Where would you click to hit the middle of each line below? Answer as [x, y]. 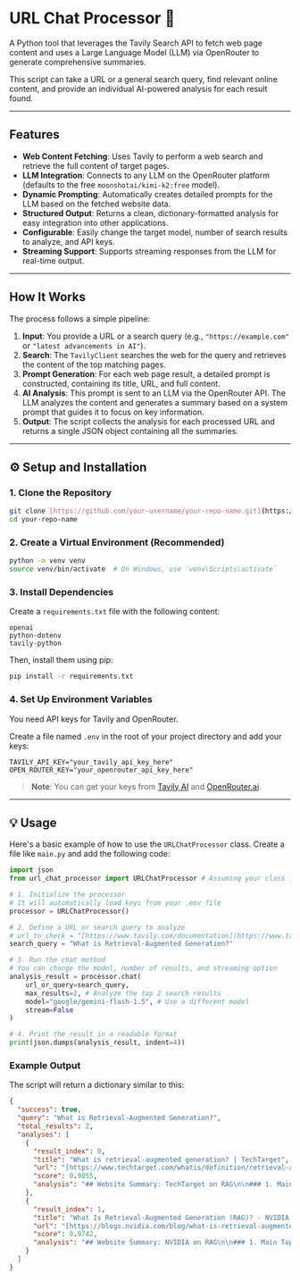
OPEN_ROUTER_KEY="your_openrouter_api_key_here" [101, 770]
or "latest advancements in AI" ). [83, 345]
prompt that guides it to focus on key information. [113, 412]
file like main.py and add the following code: [90, 854]
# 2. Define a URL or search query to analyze [97, 927]
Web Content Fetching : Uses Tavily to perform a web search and [142, 156]
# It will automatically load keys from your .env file [115, 903]
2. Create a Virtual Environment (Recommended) [117, 542]
